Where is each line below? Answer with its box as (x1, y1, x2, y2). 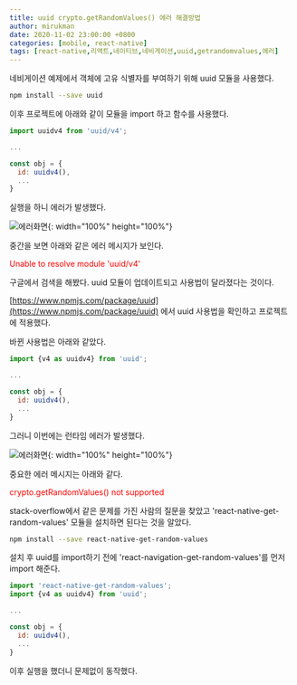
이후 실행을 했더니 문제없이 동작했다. (9, 665, 138, 676)
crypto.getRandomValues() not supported (9, 486, 165, 498)
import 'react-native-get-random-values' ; (9, 581, 172, 591)
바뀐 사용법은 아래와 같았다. (9, 337, 107, 347)
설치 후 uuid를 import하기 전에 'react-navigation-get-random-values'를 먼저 (9, 552, 286, 563)
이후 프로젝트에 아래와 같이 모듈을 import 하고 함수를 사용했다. (9, 109, 229, 119)
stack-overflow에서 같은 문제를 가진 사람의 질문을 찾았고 (9, 505, 211, 516)
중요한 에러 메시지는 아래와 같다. (9, 468, 124, 480)
